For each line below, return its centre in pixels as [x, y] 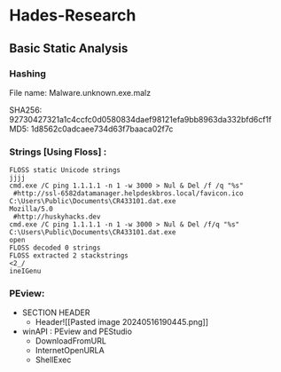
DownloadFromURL [70, 341]
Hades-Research [73, 16]
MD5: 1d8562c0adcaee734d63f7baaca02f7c [91, 129]
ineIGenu [25, 272]
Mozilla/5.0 [31, 210]
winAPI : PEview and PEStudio [77, 332]
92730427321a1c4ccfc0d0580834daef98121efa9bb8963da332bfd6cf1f [140, 119]
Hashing [28, 74]
